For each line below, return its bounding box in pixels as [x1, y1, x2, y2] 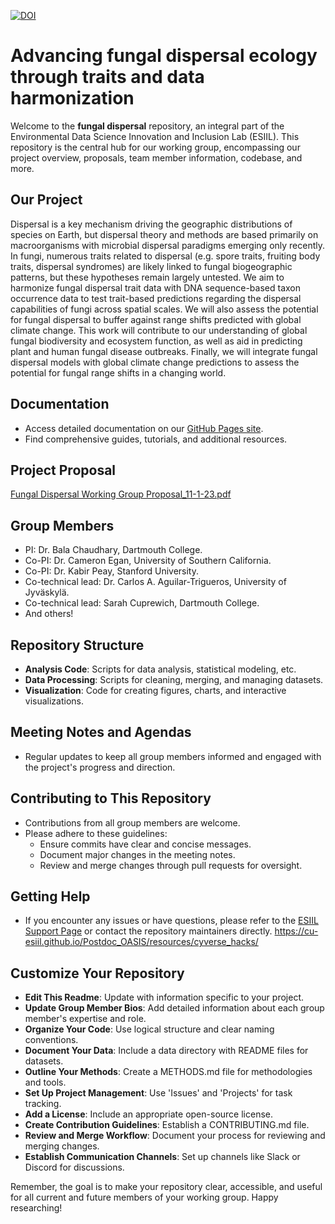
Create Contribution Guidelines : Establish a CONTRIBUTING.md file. [24, 1119, 310, 1131]
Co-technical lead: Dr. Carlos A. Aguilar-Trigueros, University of [24, 576, 287, 588]
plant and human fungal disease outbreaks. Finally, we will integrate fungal [10, 345, 318, 357]
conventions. [24, 1034, 79, 1046]
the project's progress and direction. [24, 761, 176, 773]
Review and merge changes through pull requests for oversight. [39, 859, 303, 871]
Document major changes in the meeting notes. [39, 848, 236, 860]
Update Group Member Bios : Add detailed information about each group [24, 1002, 325, 1014]
